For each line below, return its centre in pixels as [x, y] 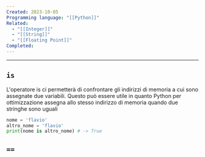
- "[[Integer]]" [32, 29]
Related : [17, 23]
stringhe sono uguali [32, 109]
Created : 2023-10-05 [33, 12]
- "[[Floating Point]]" [42, 40]
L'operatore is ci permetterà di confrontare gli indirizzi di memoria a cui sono [102, 89]
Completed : [20, 46]
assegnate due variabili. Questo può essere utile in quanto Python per [94, 96]
